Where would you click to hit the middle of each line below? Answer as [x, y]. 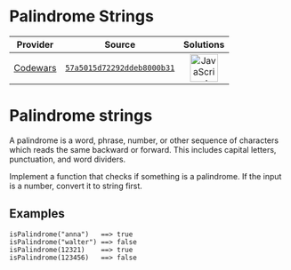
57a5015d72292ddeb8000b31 [120, 67]
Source [120, 44]
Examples [37, 214]
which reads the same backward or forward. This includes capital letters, [143, 149]
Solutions [204, 44]
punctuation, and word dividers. [68, 159]
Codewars [35, 67]
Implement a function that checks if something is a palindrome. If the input [145, 176]
